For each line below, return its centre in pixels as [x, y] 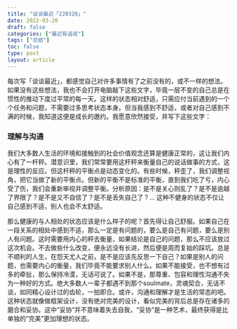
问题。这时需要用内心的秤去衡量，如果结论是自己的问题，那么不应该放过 [124, 239]
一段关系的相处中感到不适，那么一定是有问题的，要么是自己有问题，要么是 [115, 230]
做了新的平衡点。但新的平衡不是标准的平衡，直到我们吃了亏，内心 [134, 180]
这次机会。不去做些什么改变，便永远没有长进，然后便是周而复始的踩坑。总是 [119, 248]
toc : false [23, 47]
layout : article [31, 60]
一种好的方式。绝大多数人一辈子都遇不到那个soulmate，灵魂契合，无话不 [119, 283]
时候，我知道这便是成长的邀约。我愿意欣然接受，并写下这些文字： [115, 116]
